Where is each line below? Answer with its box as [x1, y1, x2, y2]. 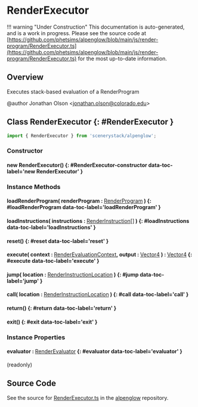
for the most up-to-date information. [78, 55, 168, 62]
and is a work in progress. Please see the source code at [7, 29, 147, 36]
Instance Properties [7, 333, 66, 341]
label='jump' [7, 277, 39, 284]
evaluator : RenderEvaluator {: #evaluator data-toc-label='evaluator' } [7, 348, 182, 355]
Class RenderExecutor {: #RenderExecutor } [7, 117, 174, 127]
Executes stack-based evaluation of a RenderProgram [7, 88, 140, 95]
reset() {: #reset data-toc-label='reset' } [7, 237, 109, 244]
